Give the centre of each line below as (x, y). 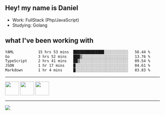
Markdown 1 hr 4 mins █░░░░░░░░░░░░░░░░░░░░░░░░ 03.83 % (78, 70)
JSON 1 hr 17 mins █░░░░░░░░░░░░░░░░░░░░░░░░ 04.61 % (78, 66)
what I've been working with (49, 41)
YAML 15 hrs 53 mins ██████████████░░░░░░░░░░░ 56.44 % (78, 52)
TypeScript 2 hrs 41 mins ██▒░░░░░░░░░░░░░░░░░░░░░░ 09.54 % (78, 61)
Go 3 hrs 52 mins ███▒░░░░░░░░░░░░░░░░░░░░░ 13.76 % (78, 57)
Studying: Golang (30, 25)
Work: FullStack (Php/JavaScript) (46, 20)
